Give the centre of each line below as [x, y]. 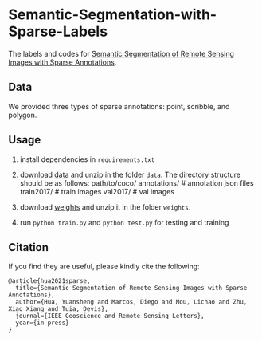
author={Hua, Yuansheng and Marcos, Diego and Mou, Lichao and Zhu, [131, 302]
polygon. [23, 115]
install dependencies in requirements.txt [87, 159]
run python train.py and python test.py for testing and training [124, 222]
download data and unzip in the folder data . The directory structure [130, 174]
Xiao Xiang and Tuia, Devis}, [59, 309]
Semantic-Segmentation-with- [113, 15]
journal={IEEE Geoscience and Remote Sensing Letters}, [110, 316]
